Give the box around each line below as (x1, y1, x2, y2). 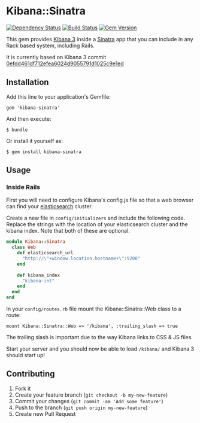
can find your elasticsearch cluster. (6, 203, 93, 210)
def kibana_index (17, 272, 60, 278)
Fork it (14, 385, 31, 392)
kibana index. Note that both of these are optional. (6, 227, 130, 235)
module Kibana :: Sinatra (6, 239, 66, 245)
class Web (11, 244, 36, 251)
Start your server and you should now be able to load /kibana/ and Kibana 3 (6, 345, 195, 352)
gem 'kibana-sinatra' (6, 105, 60, 111)
